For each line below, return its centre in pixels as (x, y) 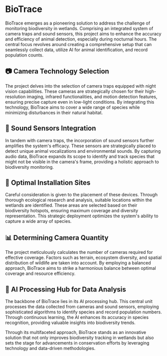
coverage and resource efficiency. (40, 273)
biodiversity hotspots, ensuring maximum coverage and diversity (72, 211)
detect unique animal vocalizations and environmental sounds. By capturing (83, 151)
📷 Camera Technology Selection (57, 71)
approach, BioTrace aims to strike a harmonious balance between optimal (81, 268)
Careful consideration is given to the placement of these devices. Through (82, 195)
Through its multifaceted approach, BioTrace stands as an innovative (76, 332)
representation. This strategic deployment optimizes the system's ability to (82, 216)
